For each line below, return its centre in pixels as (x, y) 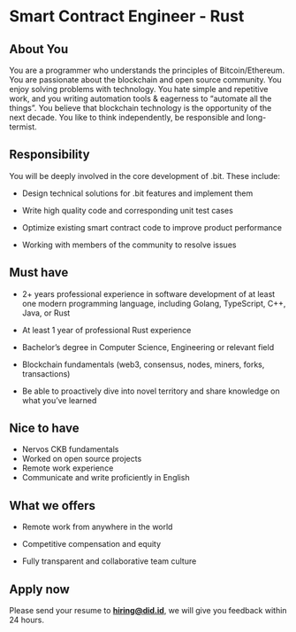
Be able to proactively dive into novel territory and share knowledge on (151, 391)
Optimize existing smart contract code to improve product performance (152, 227)
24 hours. (27, 620)
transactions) (46, 373)
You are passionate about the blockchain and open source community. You (146, 80)
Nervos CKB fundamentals (70, 449)
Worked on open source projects (82, 459)
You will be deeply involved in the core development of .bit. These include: (145, 176)
